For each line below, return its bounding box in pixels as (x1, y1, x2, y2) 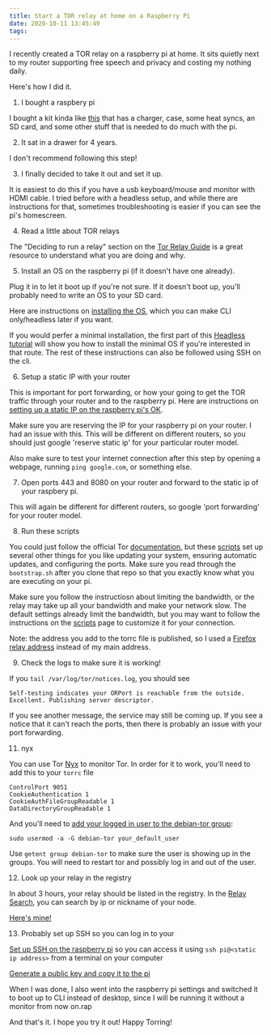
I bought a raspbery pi (20, 98, 95, 108)
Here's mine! (9, 913, 52, 923)
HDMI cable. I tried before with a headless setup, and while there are (9, 194, 238, 203)
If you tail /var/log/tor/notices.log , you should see (9, 674, 190, 684)
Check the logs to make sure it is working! (20, 658, 161, 668)
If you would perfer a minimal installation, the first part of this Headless (9, 330, 246, 340)
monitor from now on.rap (9, 1002, 92, 1012)
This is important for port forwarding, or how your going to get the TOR (9, 388, 246, 398)
